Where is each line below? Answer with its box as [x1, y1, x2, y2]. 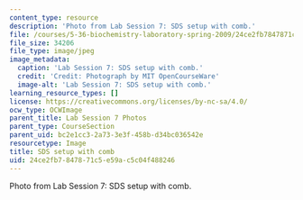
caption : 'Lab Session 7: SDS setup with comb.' [17, 64, 204, 73]
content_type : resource [9, 13, 99, 23]
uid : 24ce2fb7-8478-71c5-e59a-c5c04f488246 [9, 155, 176, 165]
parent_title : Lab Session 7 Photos [9, 114, 147, 123]
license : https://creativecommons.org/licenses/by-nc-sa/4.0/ [9, 96, 248, 106]
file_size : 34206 [9, 38, 75, 48]
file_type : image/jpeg [9, 47, 95, 56]
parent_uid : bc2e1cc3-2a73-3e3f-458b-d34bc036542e [9, 131, 204, 140]
